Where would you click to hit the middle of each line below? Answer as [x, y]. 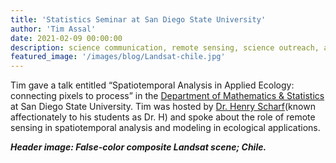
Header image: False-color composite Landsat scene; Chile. [138, 147]
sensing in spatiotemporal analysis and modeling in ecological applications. [165, 128]
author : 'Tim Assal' [53, 29]
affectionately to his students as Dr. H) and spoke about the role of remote [163, 117]
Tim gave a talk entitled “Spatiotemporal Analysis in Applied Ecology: [152, 85]
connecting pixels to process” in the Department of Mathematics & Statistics [167, 96]
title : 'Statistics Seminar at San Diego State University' [138, 19]
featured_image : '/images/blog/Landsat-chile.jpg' [118, 57]
